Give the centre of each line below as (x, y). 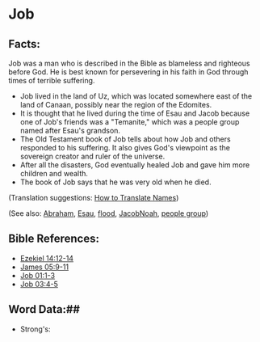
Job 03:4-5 (39, 284)
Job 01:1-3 (37, 275)
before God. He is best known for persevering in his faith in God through (128, 72)
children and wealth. (54, 173)
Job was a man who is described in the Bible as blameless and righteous (129, 63)
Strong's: (35, 329)
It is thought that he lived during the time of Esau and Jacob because (135, 113)
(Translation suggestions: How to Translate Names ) (94, 198)
